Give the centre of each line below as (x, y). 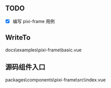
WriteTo (18, 38)
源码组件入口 (25, 67)
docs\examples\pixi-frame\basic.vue (44, 50)
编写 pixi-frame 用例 (33, 21)
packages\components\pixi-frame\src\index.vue (55, 80)
